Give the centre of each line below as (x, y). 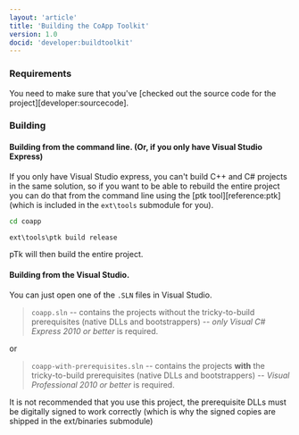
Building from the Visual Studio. (70, 275)
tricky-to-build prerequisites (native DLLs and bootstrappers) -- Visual (160, 375)
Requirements (41, 74)
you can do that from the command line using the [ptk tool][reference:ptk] (145, 195)
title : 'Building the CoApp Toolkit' (79, 26)
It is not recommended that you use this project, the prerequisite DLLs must (148, 402)
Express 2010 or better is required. (95, 330)
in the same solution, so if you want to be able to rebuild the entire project (145, 186)
